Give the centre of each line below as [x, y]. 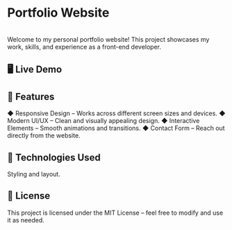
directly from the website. [44, 135]
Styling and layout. [34, 174]
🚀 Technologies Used [54, 157]
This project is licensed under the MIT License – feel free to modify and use [115, 213]
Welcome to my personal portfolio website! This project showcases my [108, 39]
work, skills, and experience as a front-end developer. [84, 47]
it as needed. [26, 220]
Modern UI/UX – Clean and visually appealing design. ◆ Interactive [103, 121]
